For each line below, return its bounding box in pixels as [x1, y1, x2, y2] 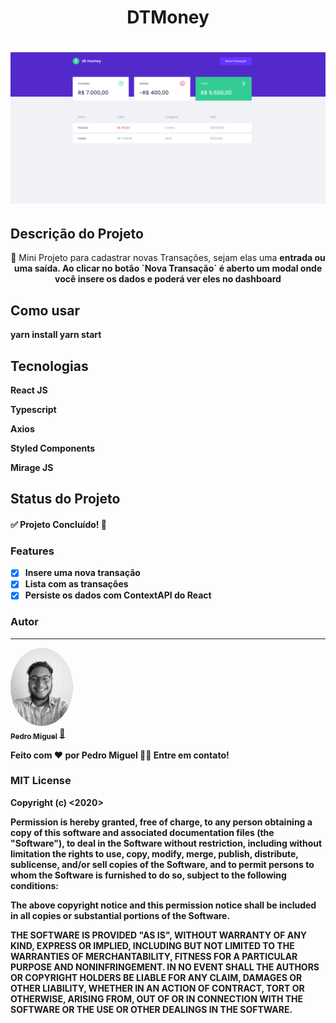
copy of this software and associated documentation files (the [10, 826, 275, 838]
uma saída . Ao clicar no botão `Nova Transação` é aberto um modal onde [13, 262, 323, 275]
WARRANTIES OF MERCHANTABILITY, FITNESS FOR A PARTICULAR [10, 950, 298, 962]
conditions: [10, 879, 59, 891]
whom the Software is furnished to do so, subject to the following [10, 869, 287, 881]
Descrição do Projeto [10, 225, 144, 242]
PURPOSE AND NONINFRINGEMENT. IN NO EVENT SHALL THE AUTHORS [10, 961, 320, 973]
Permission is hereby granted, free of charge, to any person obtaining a [10, 816, 313, 828]
